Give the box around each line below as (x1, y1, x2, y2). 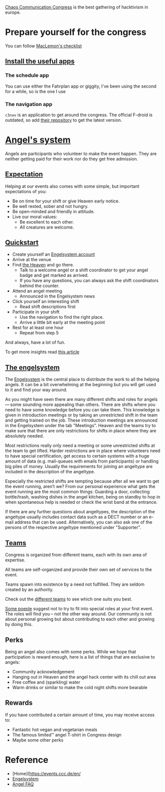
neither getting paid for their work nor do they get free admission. (5, 156, 138, 162)
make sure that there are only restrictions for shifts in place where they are (5, 428, 157, 434)
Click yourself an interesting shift (12, 298, 80, 304)
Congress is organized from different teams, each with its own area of (5, 552, 147, 558)
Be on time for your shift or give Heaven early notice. (12, 198, 120, 204)
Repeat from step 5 (19, 330, 59, 336)
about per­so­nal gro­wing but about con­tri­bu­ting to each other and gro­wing (5, 616, 155, 622)
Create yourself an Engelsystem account (12, 251, 95, 258)
